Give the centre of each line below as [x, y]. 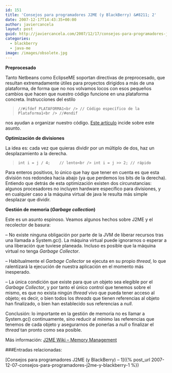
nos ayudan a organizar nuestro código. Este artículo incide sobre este [80, 122]
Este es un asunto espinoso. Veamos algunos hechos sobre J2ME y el [79, 219]
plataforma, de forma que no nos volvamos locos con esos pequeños [79, 88]
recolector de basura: [28, 225]
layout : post [19, 29]
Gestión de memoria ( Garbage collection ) [50, 209]
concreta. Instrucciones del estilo [40, 99]
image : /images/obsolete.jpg [36, 53]
